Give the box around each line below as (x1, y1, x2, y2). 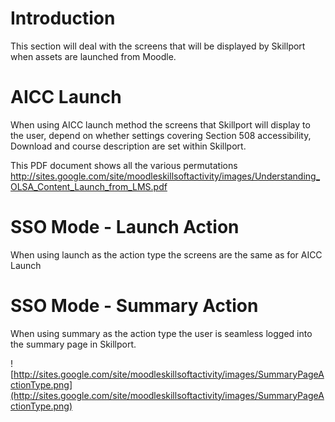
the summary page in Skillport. (10, 338, 137, 350)
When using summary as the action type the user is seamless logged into (10, 327, 313, 339)
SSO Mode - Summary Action (10, 295, 259, 317)
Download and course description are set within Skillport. (10, 140, 247, 152)
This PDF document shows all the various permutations (10, 159, 238, 171)
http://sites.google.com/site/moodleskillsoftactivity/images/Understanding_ (10, 170, 321, 182)
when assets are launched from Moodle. (10, 50, 177, 62)
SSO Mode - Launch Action (10, 216, 240, 239)
